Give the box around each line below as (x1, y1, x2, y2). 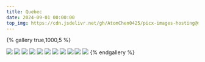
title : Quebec (6, 8, 43, 15)
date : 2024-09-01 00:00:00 (6, 14, 75, 20)
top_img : (6, 20, 29, 26)
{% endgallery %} (90, 49, 135, 56)
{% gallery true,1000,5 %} (6, 37, 71, 44)
